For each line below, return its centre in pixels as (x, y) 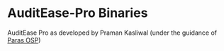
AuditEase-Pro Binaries (78, 13)
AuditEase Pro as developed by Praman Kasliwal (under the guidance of (112, 33)
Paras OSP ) (24, 40)
